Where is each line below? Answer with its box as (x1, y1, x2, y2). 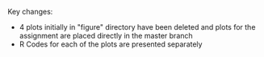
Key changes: (7, 7, 53, 16)
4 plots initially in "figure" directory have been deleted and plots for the (19, 22, 256, 31)
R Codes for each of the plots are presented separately (19, 39, 203, 49)
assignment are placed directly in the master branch (19, 31, 193, 40)
